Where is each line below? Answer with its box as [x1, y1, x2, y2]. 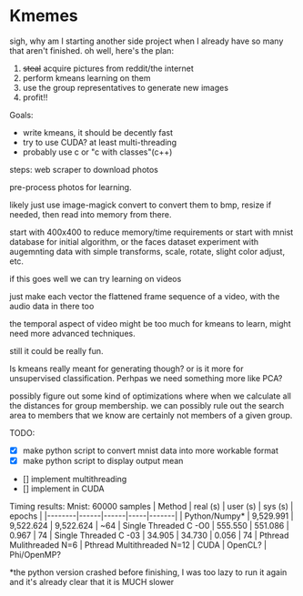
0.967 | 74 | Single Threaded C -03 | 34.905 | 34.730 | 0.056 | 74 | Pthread [9, 530, 289, 541]
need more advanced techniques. [9, 328, 136, 338]
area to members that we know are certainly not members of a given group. [9, 409, 293, 420]
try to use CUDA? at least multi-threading [22, 136, 177, 147]
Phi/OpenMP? [9, 550, 62, 561]
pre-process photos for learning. [9, 181, 132, 192]
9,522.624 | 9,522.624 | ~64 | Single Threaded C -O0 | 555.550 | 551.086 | [9, 520, 289, 531]
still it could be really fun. [9, 345, 104, 356]
